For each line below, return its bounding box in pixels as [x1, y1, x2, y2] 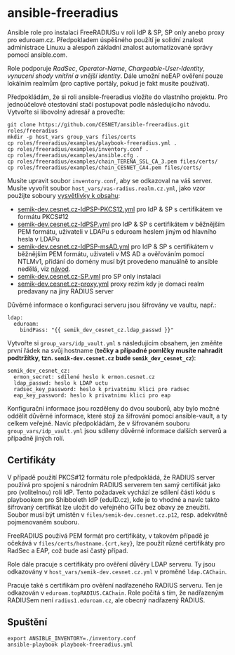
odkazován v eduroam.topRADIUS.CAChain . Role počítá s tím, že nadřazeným [7, 588, 224, 597]
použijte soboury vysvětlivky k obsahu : [7, 191, 121, 199]
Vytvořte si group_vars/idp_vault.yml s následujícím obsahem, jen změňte [7, 338, 223, 347]
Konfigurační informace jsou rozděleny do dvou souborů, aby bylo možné [7, 404, 220, 412]
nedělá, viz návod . [17, 265, 71, 273]
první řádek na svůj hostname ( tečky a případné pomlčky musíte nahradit [7, 346, 223, 355]
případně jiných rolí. [7, 434, 65, 442]
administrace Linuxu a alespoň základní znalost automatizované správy [7, 43, 213, 51]
